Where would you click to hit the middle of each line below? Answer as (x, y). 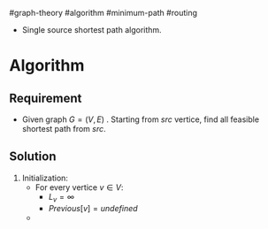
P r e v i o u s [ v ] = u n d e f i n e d (93, 208)
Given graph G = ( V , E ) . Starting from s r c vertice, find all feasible (140, 119)
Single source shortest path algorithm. (92, 30)
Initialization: (45, 178)
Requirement (46, 98)
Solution (33, 157)
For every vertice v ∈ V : (79, 187)
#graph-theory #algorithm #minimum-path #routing (103, 13)
